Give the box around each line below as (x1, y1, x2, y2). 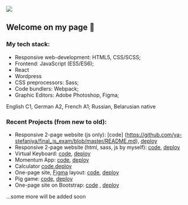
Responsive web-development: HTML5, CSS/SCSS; (14, 53, 141, 60)
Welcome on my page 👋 (6, 23, 95, 33)
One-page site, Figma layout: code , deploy (14, 169, 119, 176)
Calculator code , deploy (14, 162, 72, 169)
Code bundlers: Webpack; (14, 85, 79, 92)
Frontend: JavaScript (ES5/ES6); (14, 60, 94, 67)
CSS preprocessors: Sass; (14, 79, 79, 86)
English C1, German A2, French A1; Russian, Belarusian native (6, 102, 156, 110)
